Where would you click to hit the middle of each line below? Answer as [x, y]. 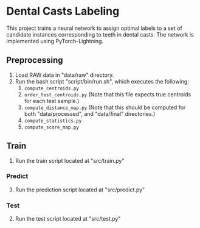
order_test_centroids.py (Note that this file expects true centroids [108, 94]
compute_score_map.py [51, 127]
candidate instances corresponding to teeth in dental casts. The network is [100, 34]
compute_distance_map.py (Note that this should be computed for [105, 107]
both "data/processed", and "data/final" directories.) [90, 113]
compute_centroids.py [51, 88]
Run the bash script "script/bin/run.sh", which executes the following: [102, 81]
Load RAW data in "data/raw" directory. [64, 75]
